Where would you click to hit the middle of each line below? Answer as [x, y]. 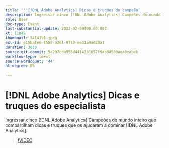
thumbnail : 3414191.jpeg [31, 38]
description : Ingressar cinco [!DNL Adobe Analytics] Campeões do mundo [83, 15]
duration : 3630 [21, 47]
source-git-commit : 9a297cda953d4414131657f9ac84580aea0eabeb [72, 52]
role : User [17, 19]
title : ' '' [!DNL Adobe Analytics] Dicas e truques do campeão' [73, 10]
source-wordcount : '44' [30, 61]
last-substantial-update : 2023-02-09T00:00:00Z [56, 29]
